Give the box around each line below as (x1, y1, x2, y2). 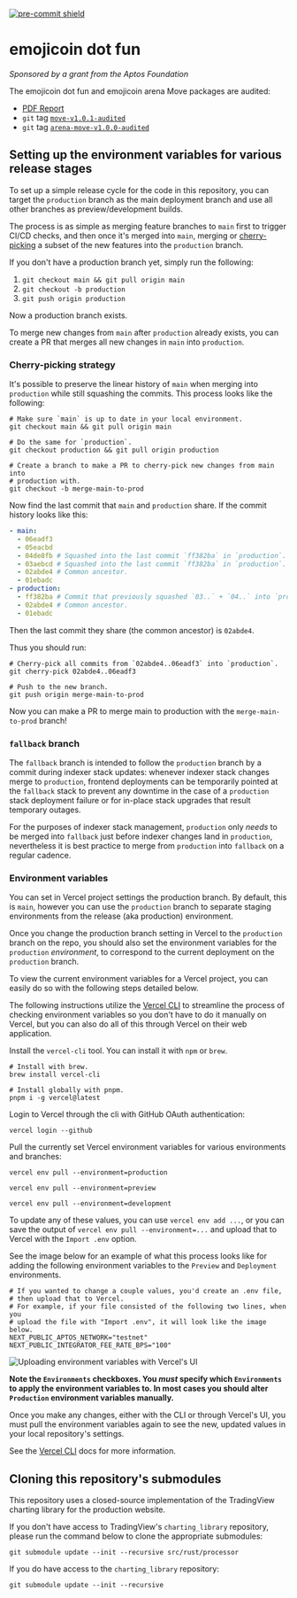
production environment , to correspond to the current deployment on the (9, 947, 275, 958)
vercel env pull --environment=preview (9, 1183, 156, 1193)
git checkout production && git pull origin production (9, 446, 219, 455)
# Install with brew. (9, 1063, 89, 1072)
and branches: (9, 1152, 62, 1162)
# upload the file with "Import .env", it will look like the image (9, 1318, 267, 1327)
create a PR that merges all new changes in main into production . (9, 337, 245, 347)
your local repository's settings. (9, 1429, 125, 1439)
